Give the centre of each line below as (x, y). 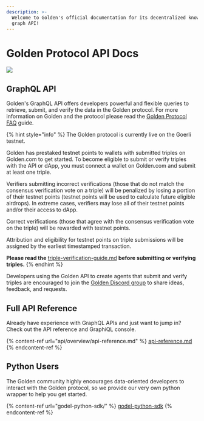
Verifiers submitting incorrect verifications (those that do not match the (95, 184)
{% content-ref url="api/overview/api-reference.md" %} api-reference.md (99, 341)
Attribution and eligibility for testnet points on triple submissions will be (95, 240)
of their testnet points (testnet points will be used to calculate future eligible (101, 197)
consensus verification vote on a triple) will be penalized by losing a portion (101, 190)
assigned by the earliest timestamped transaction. (69, 246)
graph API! (25, 23)
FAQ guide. (20, 123)
